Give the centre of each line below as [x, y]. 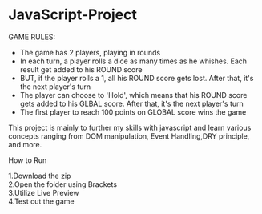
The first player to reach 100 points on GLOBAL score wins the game [133, 112]
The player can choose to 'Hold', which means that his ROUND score [133, 95]
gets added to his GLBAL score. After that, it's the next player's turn [131, 103]
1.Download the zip [40, 176]
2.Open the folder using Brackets [63, 184]
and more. [25, 144]
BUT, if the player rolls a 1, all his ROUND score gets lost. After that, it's [137, 78]
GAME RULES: [32, 37]
